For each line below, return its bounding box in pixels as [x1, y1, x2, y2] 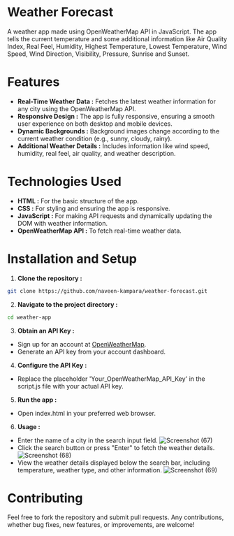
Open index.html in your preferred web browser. [17, 409, 156, 417]
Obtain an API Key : [17, 326, 75, 335]
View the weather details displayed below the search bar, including [17, 458, 210, 467]
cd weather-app [7, 314, 52, 321]
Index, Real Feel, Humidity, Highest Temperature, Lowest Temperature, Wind [7, 42, 227, 50]
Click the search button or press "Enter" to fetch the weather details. [17, 443, 215, 451]
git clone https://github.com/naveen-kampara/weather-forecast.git [7, 287, 208, 294]
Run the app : [17, 396, 57, 404]
